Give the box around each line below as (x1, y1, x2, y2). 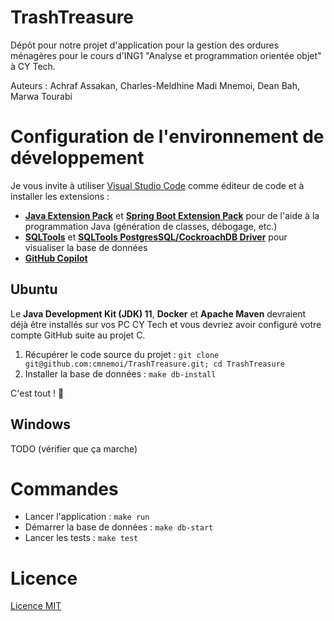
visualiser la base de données (24, 241, 148, 253)
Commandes (10, 477, 119, 500)
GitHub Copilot (24, 252, 88, 264)
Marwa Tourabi (10, 90, 73, 102)
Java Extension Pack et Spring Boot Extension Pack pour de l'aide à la (24, 209, 320, 221)
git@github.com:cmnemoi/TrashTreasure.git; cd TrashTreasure (24, 359, 286, 369)
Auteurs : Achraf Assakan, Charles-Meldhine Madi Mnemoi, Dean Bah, (10, 79, 301, 91)
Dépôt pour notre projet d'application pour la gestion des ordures (10, 39, 280, 51)
